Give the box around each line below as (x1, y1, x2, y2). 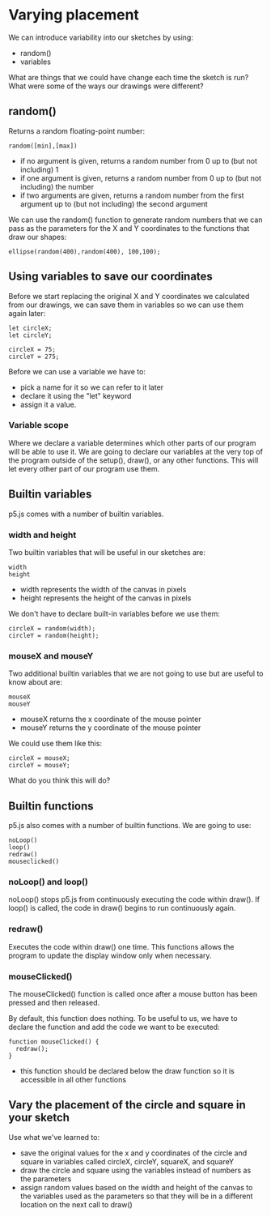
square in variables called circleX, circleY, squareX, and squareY (19, 1156, 235, 1166)
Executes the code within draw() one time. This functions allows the (8, 942, 235, 951)
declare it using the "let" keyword (19, 391, 132, 400)
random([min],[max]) (8, 142, 78, 150)
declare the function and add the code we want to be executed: (8, 1022, 220, 1031)
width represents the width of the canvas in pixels (19, 584, 187, 594)
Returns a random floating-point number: (8, 126, 146, 135)
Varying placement (8, 6, 140, 24)
